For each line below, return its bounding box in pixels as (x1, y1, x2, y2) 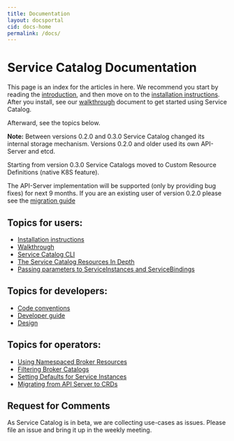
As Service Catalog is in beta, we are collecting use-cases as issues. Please (7, 419, 226, 427)
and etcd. (27, 147, 56, 156)
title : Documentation (7, 10, 71, 17)
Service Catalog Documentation (7, 60, 197, 75)
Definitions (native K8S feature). (7, 168, 100, 177)
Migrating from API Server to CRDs (17, 379, 118, 388)
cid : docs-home (7, 23, 52, 30)
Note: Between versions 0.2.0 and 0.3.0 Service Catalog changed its (7, 132, 205, 140)
